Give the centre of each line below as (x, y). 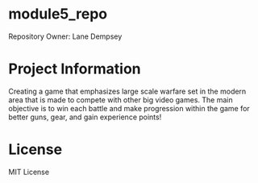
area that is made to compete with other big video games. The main (121, 100)
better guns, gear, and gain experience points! (85, 117)
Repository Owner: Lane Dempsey (65, 36)
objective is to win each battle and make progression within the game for (129, 108)
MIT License (29, 172)
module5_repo (58, 14)
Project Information (75, 69)
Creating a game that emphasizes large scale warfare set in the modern (127, 91)
